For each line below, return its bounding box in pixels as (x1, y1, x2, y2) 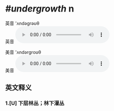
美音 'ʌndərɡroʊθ (5, 49, 41, 55)
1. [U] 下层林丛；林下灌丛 (5, 100, 64, 107)
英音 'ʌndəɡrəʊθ (5, 20, 40, 26)
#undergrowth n (5, 3, 74, 15)
